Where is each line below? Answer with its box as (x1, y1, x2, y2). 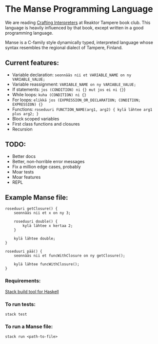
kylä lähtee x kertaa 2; (22, 223, 73, 228)
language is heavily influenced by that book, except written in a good (5, 24, 144, 30)
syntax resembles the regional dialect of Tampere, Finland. (5, 44, 123, 50)
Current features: (5, 59, 59, 67)
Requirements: (5, 278, 41, 284)
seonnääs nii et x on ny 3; (14, 211, 71, 215)
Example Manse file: (5, 193, 68, 201)
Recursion (12, 126, 33, 132)
